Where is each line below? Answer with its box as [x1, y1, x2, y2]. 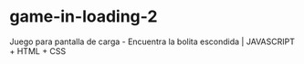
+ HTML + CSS [9, 45, 67, 56]
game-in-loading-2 [9, 6, 158, 27]
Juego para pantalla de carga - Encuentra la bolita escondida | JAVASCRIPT [9, 36, 295, 47]
